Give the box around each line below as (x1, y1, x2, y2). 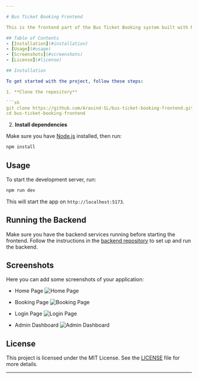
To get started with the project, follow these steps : (6, 78, 144, 84)
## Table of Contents (6, 35, 60, 41)
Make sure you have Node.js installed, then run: (6, 133, 122, 140)
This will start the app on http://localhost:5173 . (6, 198, 125, 205)
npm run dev (6, 187, 35, 193)
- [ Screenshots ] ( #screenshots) (6, 51, 83, 58)
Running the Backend (6, 215, 87, 225)
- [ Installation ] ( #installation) (6, 41, 88, 47)
